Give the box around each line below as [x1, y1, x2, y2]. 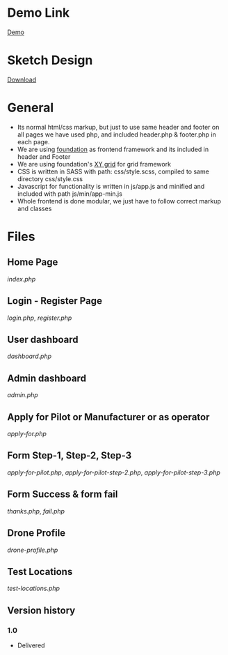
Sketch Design [7, 52, 93, 68]
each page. [17, 137, 50, 146]
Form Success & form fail [7, 488, 118, 500]
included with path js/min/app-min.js [17, 190, 123, 198]
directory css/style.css [17, 174, 83, 183]
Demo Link [7, 5, 70, 21]
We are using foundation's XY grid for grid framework [17, 160, 172, 168]
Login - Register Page [7, 295, 103, 307]
